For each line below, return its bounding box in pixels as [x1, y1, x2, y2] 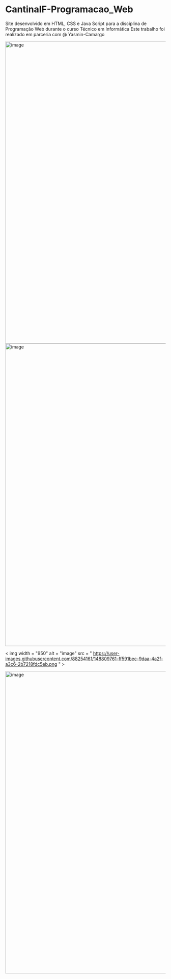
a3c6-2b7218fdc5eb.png [5, 661, 58, 667]
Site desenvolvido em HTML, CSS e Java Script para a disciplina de [5, 20, 147, 27]
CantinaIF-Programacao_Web [5, 4, 133, 15]
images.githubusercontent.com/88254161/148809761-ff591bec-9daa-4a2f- [5, 656, 163, 662]
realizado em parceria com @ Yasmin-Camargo [5, 31, 105, 37]
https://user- [93, 650, 120, 656]
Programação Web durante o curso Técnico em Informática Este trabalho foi [5, 26, 165, 32]
